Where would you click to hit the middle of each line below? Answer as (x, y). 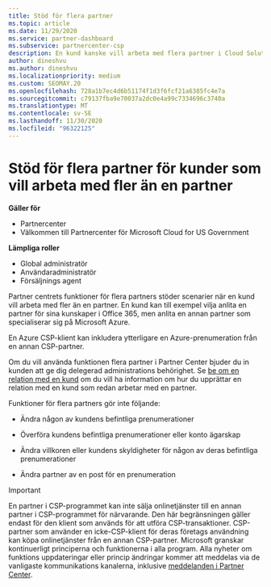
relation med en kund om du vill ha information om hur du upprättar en (125, 379)
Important (25, 490)
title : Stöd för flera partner (61, 16)
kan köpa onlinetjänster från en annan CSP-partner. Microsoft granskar (126, 540)
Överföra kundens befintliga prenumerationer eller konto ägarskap (130, 434)
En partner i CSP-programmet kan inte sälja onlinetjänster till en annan (125, 505)
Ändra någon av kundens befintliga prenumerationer (107, 419)
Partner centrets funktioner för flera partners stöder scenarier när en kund (132, 296)
